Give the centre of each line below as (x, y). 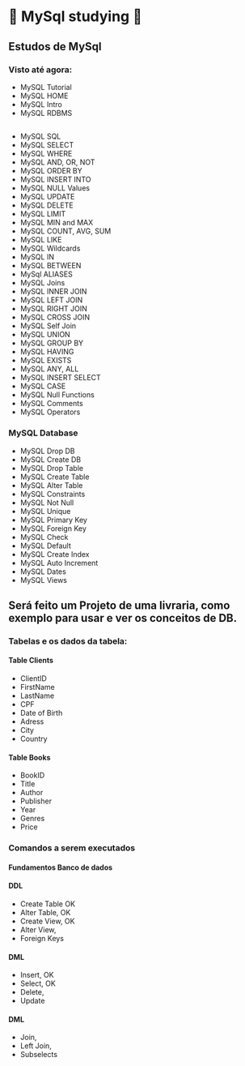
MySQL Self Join (48, 326)
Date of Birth (41, 713)
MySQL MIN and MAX (57, 223)
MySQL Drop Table (51, 468)
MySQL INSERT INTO (55, 180)
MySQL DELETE (47, 205)
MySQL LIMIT (43, 214)
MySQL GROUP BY (52, 343)
